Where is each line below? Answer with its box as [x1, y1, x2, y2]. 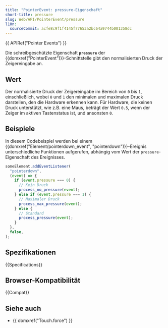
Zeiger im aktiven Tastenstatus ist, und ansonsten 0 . [5, 110, 114, 116]
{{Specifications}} [5, 261, 43, 267]
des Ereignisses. [31, 154, 66, 160]
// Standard [18, 210, 44, 216]
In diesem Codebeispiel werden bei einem [5, 138, 92, 144]
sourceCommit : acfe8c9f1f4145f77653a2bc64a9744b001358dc [10, 26, 132, 31]
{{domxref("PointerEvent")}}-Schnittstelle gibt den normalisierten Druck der [5, 55, 163, 61]
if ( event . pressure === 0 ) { [14, 178, 76, 183]
